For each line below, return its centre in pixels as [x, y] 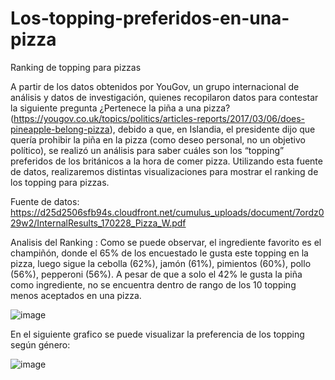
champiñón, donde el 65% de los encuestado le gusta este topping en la [159, 253]
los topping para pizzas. [60, 182]
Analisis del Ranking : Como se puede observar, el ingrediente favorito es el [166, 242]
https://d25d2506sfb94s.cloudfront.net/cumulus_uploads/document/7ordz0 [167, 212]
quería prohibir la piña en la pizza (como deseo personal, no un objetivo [158, 139]
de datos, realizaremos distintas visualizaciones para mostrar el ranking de [164, 171]
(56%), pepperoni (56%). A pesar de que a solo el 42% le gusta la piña [156, 274]
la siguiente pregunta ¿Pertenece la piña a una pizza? [120, 108]
